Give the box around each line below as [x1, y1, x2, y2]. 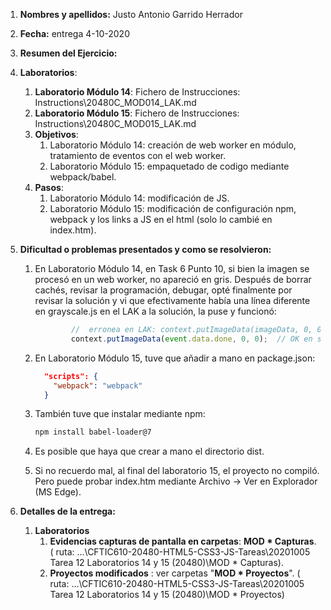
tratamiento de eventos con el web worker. [49, 150, 227, 161]
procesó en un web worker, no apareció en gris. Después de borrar [34, 274, 312, 285]
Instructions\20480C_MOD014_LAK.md [34, 97, 197, 108]
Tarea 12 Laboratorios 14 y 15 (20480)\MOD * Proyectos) [49, 589, 285, 601]
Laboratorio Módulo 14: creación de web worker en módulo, [49, 139, 297, 151]
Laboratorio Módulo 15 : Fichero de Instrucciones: [34, 107, 240, 119]
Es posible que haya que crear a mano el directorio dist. [34, 445, 265, 458]
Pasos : [34, 182, 64, 193]
